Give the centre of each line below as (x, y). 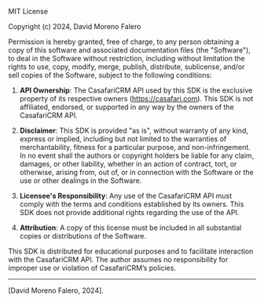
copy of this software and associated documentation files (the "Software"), (130, 50)
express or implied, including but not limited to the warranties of (123, 139)
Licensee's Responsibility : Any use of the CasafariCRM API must (126, 196)
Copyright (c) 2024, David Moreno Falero (75, 26)
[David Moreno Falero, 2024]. (56, 290)
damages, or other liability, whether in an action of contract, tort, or (128, 164)
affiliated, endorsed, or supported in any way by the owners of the (126, 107)
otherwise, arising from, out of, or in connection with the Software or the (136, 172)
